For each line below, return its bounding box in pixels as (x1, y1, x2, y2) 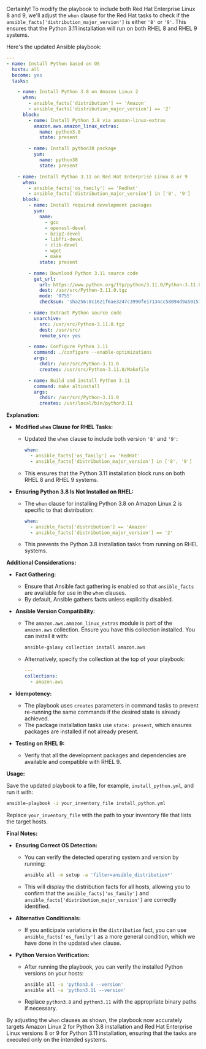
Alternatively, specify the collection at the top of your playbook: (24, 655, 185, 663)
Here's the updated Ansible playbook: (6, 43, 102, 50)
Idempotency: (15, 690, 52, 697)
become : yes (12, 72, 43, 78)
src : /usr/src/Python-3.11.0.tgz (39, 321, 124, 327)
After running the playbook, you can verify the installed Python (24, 963, 183, 971)
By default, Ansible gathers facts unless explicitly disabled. (24, 596, 174, 603)
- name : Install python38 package (28, 145, 116, 152)
